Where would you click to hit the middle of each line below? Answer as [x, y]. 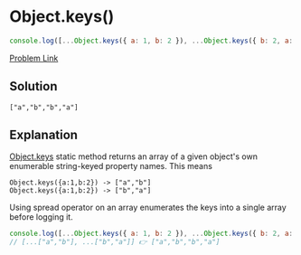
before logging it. [42, 217]
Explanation [44, 135]
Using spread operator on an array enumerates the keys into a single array [148, 208]
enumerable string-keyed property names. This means [111, 166]
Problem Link [34, 58]
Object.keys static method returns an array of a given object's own [133, 156]
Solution [33, 86]
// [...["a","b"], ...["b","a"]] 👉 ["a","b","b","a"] [115, 242]
